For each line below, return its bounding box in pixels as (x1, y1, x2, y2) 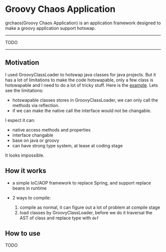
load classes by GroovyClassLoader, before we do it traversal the (19, 209, 153, 215)
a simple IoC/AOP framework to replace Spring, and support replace (12, 180, 151, 186)
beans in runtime (12, 185, 47, 191)
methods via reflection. (12, 102, 60, 108)
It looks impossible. (5, 152, 44, 158)
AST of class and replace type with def (19, 215, 99, 221)
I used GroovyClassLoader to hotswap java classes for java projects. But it (5, 71, 156, 77)
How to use (5, 229, 41, 238)
